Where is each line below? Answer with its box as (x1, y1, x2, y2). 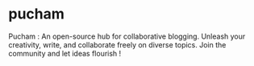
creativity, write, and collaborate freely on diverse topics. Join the (8, 39, 227, 49)
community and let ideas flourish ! (8, 48, 122, 58)
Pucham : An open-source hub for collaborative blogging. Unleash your (8, 31, 246, 41)
